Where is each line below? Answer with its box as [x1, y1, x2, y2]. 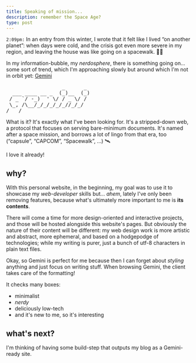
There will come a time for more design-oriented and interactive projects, [6, 214, 184, 221]
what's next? [6, 328, 55, 338]
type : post [6, 19, 33, 25]
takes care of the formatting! [6, 270, 75, 277]
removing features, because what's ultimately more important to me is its [6, 197, 184, 204]
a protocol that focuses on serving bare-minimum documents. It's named [6, 125, 184, 132]
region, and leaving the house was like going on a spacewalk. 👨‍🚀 [6, 48, 164, 55]
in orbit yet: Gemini [6, 72, 52, 80]
